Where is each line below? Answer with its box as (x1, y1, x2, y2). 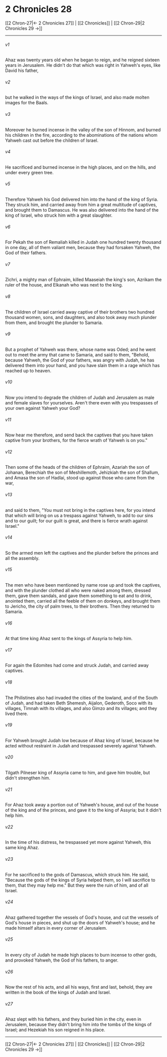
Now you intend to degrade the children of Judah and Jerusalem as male (5, 394, 155, 400)
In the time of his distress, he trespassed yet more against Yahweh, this (5, 839, 152, 845)
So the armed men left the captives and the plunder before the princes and (5, 550, 159, 556)
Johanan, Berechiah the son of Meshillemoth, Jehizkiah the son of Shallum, (5, 469, 160, 475)
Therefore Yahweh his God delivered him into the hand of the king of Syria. (5, 196, 159, 202)
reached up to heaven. (5, 367, 52, 373)
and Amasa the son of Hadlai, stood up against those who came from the (5, 475, 155, 481)
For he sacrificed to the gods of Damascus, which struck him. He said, (5, 871, 149, 877)
